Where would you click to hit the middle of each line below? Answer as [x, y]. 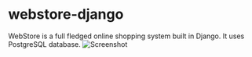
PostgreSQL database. [44, 44]
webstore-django [66, 14]
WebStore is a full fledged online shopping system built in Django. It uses [126, 36]
